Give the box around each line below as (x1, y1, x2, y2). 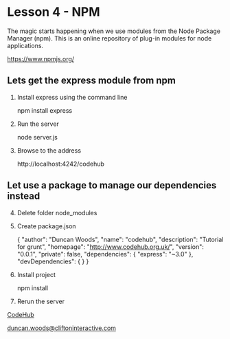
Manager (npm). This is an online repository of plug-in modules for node (7, 34, 212, 42)
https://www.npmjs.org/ (7, 54, 74, 63)
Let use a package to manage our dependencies (7, 179, 217, 191)
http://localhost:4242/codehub (16, 160, 105, 168)
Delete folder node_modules (16, 208, 97, 217)
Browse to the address (16, 146, 81, 155)
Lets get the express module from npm (7, 75, 176, 87)
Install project (16, 270, 56, 278)
